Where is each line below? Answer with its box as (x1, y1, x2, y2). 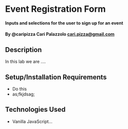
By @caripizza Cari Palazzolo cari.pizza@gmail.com (5, 31, 115, 37)
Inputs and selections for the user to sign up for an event (5, 20, 124, 26)
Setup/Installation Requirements (5, 73, 107, 81)
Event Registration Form (5, 3, 106, 15)
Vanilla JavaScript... (12, 118, 53, 124)
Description (5, 45, 42, 54)
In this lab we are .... (5, 59, 46, 64)
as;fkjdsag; (12, 91, 35, 97)
